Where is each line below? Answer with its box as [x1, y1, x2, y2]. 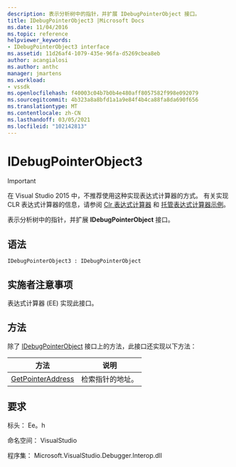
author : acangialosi [7, 57, 69, 64]
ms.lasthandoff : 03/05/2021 [7, 116, 91, 123]
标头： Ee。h [7, 421, 45, 429]
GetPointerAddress [11, 374, 75, 384]
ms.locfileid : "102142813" [7, 122, 87, 130]
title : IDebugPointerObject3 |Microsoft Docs [7, 17, 144, 24]
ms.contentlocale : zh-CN [7, 109, 81, 117]
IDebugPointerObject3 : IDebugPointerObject [7, 257, 141, 265]
